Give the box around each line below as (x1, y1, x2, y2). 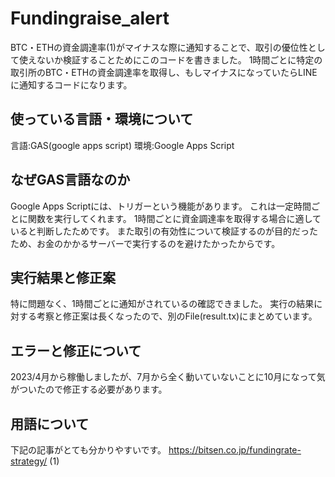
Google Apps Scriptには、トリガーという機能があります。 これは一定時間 (10, 200, 312, 212)
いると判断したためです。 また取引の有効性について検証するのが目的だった (10, 225, 319, 237)
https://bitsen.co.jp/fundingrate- (168, 444, 302, 456)
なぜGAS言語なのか (10, 172, 131, 189)
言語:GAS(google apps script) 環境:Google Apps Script (10, 139, 235, 151)
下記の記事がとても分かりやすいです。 (10, 444, 167, 456)
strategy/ (10, 455, 48, 467)
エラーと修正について (10, 342, 142, 359)
